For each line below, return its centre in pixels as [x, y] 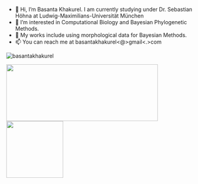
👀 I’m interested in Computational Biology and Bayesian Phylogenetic [101, 22]
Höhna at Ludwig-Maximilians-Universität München [79, 16]
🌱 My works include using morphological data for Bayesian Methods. [101, 35]
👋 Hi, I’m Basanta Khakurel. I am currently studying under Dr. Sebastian [104, 9]
